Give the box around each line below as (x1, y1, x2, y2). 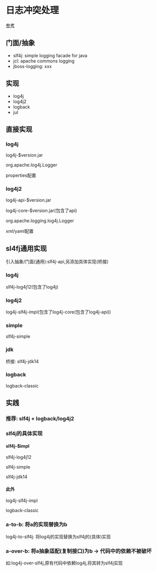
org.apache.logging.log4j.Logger (6, 218, 74, 224)
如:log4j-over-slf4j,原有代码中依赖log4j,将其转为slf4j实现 (6, 560, 123, 566)
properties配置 (6, 172, 36, 179)
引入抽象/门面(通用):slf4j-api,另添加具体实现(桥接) (6, 259, 109, 265)
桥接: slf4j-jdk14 (6, 358, 39, 364)
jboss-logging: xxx (13, 63, 52, 69)
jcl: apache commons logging (13, 58, 75, 64)
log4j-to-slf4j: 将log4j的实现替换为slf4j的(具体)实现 (6, 533, 111, 540)
